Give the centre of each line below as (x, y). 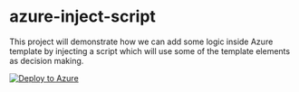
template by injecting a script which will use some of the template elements (150, 51)
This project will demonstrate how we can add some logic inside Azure (141, 41)
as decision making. (47, 60)
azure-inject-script (83, 17)
